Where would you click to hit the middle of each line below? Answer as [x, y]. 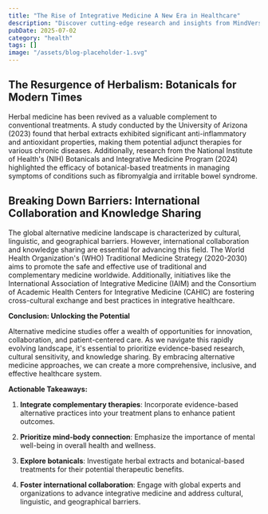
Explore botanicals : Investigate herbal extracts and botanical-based [132, 461]
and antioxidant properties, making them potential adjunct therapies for [125, 142]
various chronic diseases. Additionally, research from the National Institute [130, 150]
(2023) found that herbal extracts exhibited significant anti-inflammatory [128, 133]
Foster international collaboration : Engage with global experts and [130, 485]
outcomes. [37, 421]
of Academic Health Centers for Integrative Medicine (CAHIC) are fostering [132, 292]
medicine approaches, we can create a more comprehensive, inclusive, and [132, 365]
